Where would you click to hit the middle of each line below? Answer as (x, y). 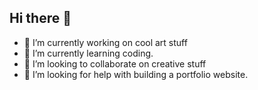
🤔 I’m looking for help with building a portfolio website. (136, 74)
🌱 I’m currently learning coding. (88, 53)
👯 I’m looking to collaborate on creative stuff (115, 63)
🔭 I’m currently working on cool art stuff (105, 42)
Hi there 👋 (40, 18)
